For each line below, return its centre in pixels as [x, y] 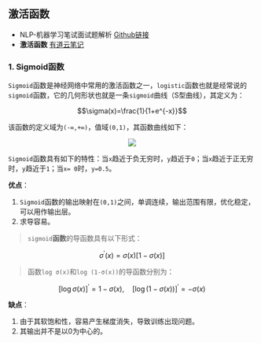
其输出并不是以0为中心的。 [63, 331]
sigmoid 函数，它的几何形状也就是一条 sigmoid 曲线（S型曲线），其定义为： [127, 95]
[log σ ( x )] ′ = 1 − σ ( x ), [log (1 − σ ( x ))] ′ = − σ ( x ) [132, 288]
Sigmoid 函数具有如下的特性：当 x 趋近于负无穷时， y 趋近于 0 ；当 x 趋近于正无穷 [131, 159]
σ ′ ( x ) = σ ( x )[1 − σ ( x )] [132, 254]
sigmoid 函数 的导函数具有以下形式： [85, 238]
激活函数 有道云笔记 [51, 44]
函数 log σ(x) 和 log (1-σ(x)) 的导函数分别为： [101, 271]
